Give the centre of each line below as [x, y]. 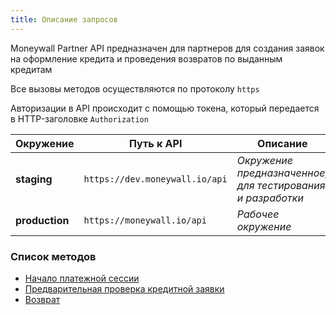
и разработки [270, 198]
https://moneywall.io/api [145, 220]
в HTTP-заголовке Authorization [79, 118]
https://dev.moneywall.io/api [155, 179]
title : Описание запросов [64, 19]
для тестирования [281, 185]
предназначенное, [282, 173]
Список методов [53, 256]
